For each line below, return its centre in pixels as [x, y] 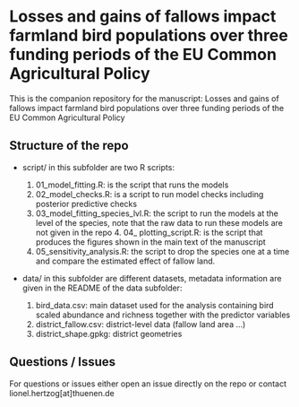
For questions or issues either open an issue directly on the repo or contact [148, 384]
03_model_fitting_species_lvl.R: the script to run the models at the [157, 213]
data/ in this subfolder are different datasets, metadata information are [152, 278]
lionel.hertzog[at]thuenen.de [62, 393]
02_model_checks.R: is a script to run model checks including [149, 194]
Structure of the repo [69, 146]
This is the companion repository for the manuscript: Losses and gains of [144, 98]
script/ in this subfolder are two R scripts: [98, 167]
